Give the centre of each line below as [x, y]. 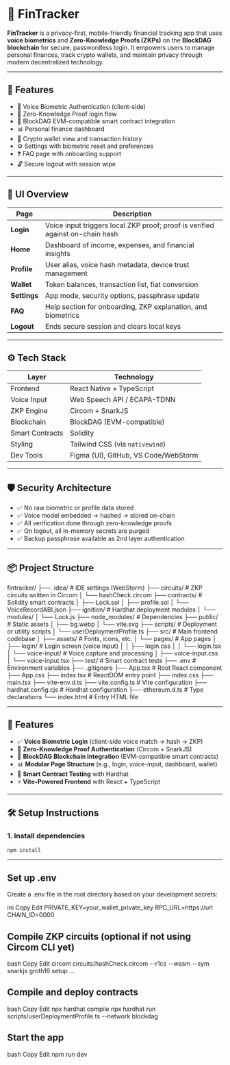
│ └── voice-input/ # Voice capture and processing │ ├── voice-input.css [113, 653]
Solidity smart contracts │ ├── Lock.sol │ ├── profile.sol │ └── [98, 602]
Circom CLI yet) [41, 947]
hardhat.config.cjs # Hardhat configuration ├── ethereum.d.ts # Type [105, 690]
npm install [24, 850]
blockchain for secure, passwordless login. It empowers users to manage [111, 47]
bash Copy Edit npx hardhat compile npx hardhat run [81, 1009]
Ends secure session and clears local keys [113, 326]
